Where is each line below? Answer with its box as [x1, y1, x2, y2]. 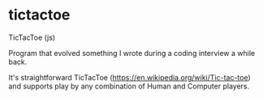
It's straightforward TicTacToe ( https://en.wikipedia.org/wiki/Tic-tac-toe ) [8, 72, 252, 82]
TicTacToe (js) [8, 32, 55, 42]
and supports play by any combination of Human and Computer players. [8, 81, 250, 91]
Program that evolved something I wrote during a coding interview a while [8, 48, 256, 58]
